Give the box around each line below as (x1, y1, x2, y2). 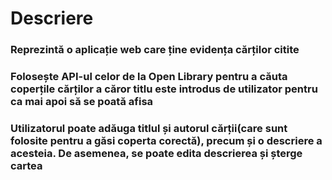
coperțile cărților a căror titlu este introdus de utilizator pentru (10, 82, 318, 96)
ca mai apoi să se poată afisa (10, 95, 154, 109)
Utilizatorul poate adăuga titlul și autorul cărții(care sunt (10, 121, 288, 135)
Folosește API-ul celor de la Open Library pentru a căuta (10, 70, 288, 84)
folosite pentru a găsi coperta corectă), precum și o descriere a (10, 133, 323, 147)
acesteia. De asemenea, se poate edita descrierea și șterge (10, 146, 303, 160)
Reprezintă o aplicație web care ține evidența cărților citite (10, 43, 300, 57)
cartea (10, 158, 43, 172)
